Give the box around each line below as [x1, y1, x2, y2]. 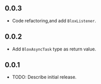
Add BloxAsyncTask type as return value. [12, 46, 96, 52]
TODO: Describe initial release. [12, 74, 77, 80]
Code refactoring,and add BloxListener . [12, 17, 96, 23]
